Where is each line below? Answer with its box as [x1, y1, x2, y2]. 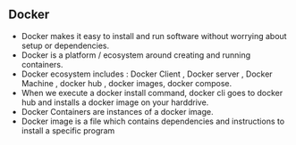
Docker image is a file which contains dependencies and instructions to [21, 116, 285, 126]
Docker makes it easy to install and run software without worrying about [21, 30, 287, 41]
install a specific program [21, 125, 115, 136]
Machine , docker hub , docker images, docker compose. [21, 77, 233, 88]
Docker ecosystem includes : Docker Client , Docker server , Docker [21, 68, 274, 79]
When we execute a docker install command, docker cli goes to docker [21, 87, 283, 98]
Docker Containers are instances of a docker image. [21, 106, 214, 117]
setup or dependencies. [21, 40, 110, 51]
